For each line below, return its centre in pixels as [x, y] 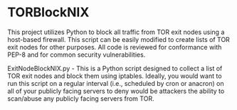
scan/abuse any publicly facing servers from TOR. [81, 98]
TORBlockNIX [48, 12]
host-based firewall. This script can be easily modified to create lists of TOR [118, 39]
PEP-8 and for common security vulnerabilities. [77, 55]
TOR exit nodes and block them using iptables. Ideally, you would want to [115, 76]
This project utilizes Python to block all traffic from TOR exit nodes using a [116, 32]
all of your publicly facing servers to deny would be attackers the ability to [116, 91]
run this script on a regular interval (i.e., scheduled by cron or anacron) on [116, 83]
